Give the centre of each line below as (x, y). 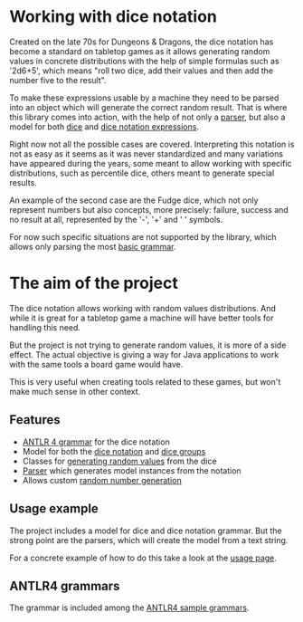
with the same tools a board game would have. (96, 364)
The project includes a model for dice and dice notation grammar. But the (146, 531)
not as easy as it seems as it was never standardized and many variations (146, 153)
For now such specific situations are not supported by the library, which (143, 236)
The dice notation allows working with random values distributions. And (142, 308)
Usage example (54, 509)
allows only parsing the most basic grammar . (93, 246)
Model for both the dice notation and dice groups (114, 451)
